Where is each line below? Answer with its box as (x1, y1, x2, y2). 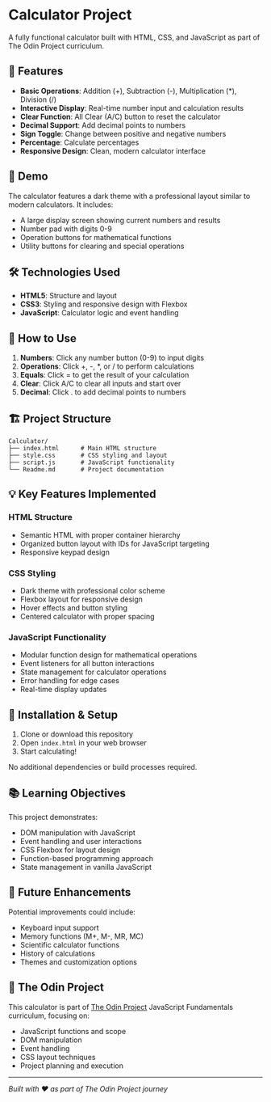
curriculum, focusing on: (8, 1011, 90, 1020)
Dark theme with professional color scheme (19, 585, 165, 595)
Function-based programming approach (19, 853, 153, 863)
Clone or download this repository (19, 729, 134, 739)
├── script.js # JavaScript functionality (8, 458, 175, 467)
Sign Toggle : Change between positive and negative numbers (19, 129, 227, 138)
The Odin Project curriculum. (8, 40, 105, 50)
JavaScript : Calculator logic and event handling (19, 308, 179, 318)
